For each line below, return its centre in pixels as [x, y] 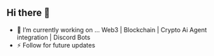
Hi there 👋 [28, 13]
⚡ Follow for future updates [56, 45]
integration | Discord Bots [53, 37]
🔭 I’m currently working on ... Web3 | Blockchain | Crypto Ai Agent [112, 29]
